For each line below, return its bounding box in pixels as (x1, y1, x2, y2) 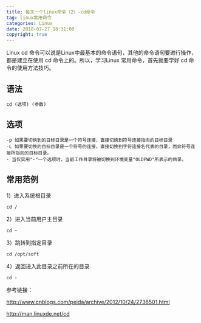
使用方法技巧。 (16, 64, 55, 72)
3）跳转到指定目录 (6, 238, 53, 246)
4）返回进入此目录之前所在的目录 (6, 262, 90, 269)
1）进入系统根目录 (6, 192, 52, 199)
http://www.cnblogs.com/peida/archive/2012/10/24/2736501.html (6, 298, 170, 305)
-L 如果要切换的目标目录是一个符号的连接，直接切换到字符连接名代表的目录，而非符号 (6, 144, 191, 150)
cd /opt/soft (6, 251, 39, 257)
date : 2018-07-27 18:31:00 (6, 26, 75, 32)
